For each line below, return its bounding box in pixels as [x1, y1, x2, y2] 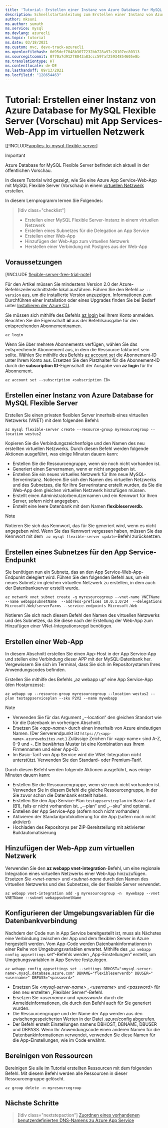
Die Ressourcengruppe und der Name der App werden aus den [12, 1010, 142, 1016]
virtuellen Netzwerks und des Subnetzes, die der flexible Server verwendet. [5, 881, 161, 887]
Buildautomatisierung [12, 830, 56, 836]
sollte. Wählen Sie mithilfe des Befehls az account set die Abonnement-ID [5, 352, 156, 358]
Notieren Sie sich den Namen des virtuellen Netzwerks [43, 477, 156, 483]
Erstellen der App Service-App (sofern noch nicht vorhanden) [12, 808, 139, 814]
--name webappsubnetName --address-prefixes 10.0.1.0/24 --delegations [5, 599, 162, 604]
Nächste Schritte [5, 1098, 59, 1107]
